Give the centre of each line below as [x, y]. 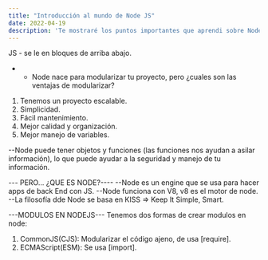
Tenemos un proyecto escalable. [73, 101]
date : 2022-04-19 [37, 23]
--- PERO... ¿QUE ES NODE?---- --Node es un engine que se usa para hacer [134, 183]
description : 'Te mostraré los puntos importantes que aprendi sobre [126, 30]
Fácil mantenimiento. [54, 118]
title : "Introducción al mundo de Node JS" [82, 16]
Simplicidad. [40, 109]
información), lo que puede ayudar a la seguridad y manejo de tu [115, 159]
